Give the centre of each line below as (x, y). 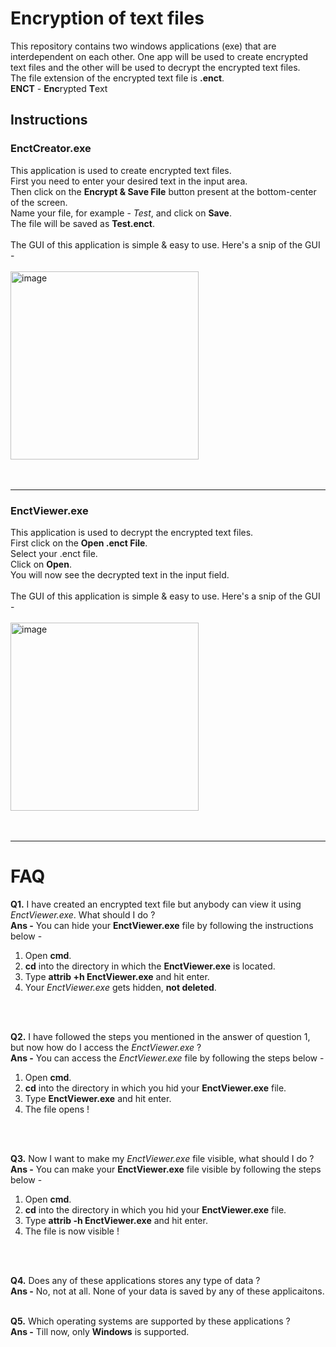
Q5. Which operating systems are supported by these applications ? (150, 1321)
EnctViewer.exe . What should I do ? (83, 914)
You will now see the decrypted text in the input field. (120, 574)
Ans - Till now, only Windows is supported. (100, 1331)
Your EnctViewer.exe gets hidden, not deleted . (120, 987)
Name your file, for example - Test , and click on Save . (121, 213)
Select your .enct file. (54, 553)
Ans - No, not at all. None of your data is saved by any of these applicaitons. (167, 1291)
